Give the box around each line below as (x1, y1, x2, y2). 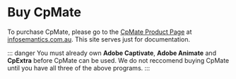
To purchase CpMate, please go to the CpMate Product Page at (7, 28, 192, 36)
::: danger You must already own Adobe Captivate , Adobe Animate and (7, 49, 217, 57)
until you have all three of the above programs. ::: (7, 63, 151, 72)
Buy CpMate (7, 4, 81, 20)
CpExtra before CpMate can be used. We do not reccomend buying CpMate (7, 56, 230, 64)
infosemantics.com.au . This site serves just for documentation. (7, 35, 191, 43)
